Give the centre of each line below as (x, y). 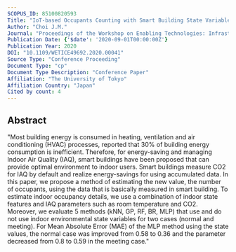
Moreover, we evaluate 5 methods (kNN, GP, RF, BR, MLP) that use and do (114, 211)
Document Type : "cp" (38, 66)
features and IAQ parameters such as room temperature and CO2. (103, 204)
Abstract (27, 120)
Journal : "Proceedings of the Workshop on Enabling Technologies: (106, 33)
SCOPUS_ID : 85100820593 (42, 14)
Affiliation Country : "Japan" (52, 85)
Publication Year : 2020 (42, 46)
